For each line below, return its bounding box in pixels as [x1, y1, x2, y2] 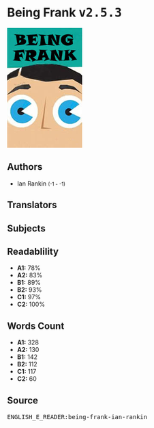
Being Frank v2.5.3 [7, 5, 123, 21]
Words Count [7, 320, 65, 331]
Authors [7, 161, 43, 173]
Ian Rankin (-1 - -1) [16, 179, 66, 188]
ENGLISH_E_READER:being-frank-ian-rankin [7, 413, 148, 420]
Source [7, 394, 39, 406]
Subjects [7, 223, 46, 234]
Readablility [7, 245, 59, 257]
